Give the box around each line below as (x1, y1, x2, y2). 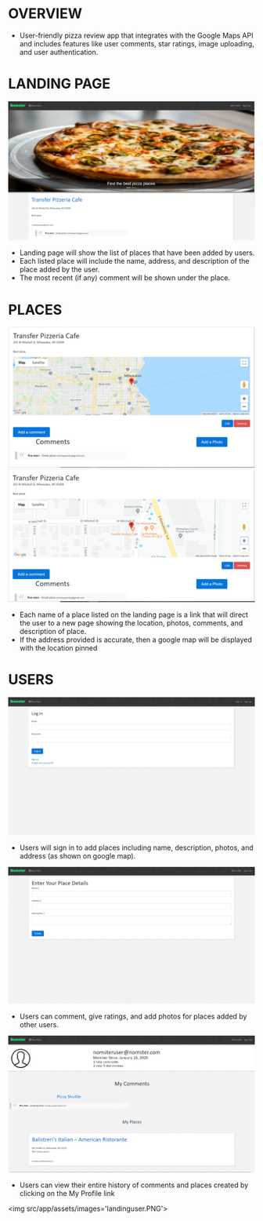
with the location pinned (19, 643, 98, 652)
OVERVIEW (8, 5, 83, 23)
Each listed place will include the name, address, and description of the (19, 257, 250, 266)
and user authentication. (19, 47, 99, 56)
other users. (19, 1020, 59, 1030)
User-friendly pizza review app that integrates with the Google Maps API (19, 31, 254, 40)
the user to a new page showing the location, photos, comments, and (19, 618, 243, 628)
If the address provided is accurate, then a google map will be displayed (19, 635, 253, 644)
